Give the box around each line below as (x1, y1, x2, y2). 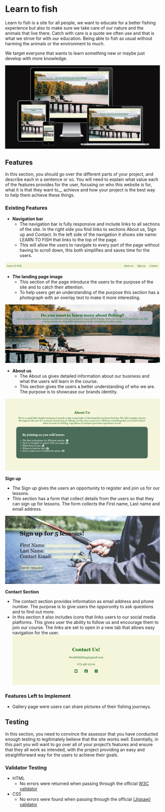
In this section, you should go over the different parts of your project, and (5, 171, 154, 177)
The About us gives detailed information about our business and (19, 373, 150, 379)
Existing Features (5, 204, 48, 211)
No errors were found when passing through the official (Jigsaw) (19, 796, 151, 802)
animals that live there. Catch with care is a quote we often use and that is (5, 30, 155, 36)
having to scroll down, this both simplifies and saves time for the (19, 247, 150, 253)
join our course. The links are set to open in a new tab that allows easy (12, 624, 155, 631)
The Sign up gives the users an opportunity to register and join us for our (12, 485, 160, 491)
